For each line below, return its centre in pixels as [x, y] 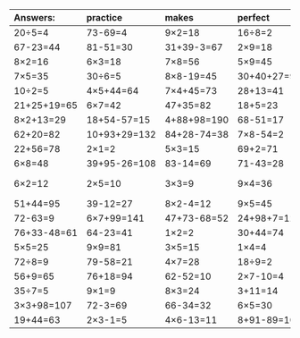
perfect [254, 17]
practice [104, 17]
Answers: [34, 17]
